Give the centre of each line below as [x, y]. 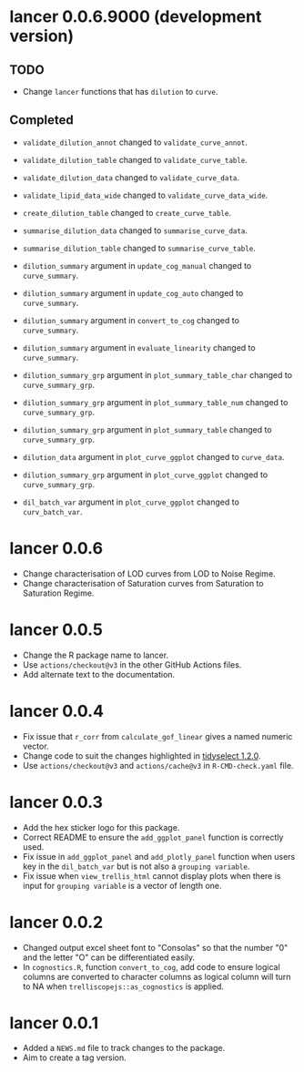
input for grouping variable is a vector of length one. [122, 885]
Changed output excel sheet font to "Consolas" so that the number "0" [155, 947]
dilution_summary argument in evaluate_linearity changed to [139, 347]
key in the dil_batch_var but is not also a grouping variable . [136, 866]
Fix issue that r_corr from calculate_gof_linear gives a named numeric [157, 736]
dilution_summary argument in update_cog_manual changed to [137, 265]
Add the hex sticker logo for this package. [101, 827]
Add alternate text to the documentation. [99, 674]
